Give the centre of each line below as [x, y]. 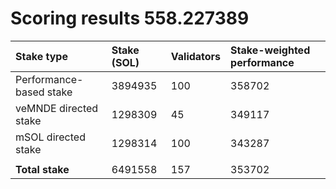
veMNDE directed [57, 108]
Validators [196, 56]
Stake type [41, 56]
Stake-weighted [270, 50]
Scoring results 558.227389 [130, 18]
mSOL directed [50, 137]
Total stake [42, 169]
